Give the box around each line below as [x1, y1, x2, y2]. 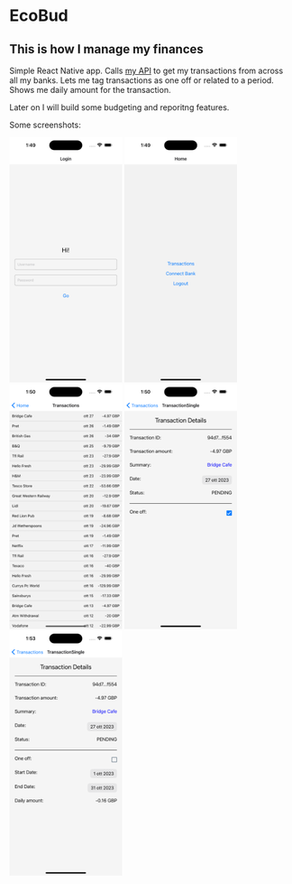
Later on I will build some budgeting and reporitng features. [9, 102, 230, 113]
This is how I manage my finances [9, 42, 205, 57]
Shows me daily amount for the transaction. [9, 85, 171, 95]
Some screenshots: [9, 119, 81, 130]
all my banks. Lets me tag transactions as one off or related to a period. [9, 75, 275, 86]
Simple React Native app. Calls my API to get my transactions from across [9, 65, 284, 76]
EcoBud [9, 5, 69, 26]
